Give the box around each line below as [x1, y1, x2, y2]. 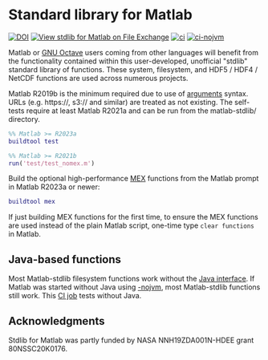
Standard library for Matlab [8, 6, 193, 24]
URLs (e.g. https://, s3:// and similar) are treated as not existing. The [8, 97, 233, 107]
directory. [8, 114, 40, 123]
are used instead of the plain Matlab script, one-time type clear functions [8, 220, 254, 230]
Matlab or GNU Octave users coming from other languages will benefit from [8, 47, 259, 57]
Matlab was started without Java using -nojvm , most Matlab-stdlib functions [8, 282, 261, 292]
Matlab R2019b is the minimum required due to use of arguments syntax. [8, 88, 249, 98]
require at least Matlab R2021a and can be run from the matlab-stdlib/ [26, 106, 257, 115]
